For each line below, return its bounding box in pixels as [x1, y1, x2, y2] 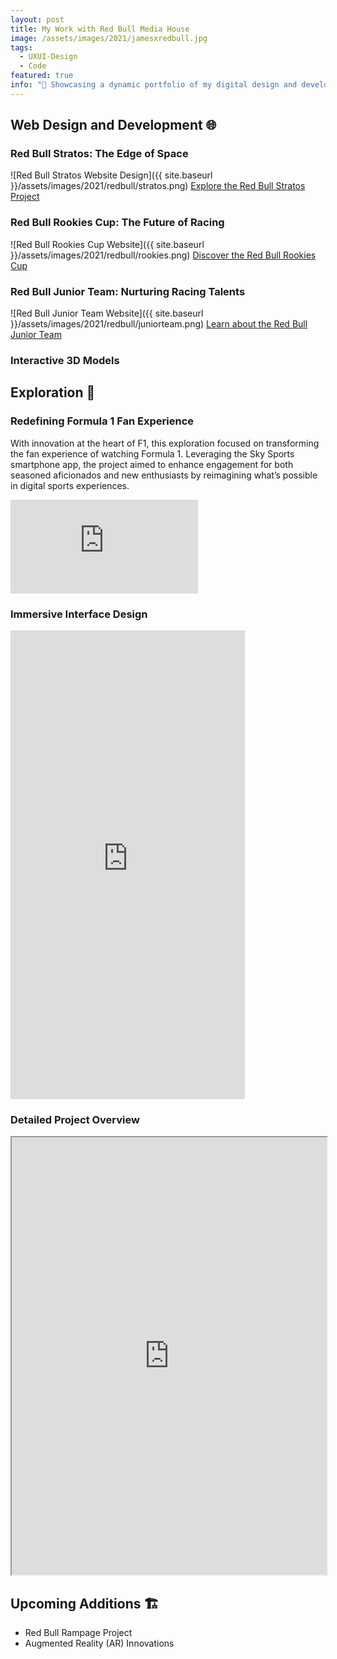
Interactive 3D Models [10, 353, 120, 367]
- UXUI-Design [19, 52, 78, 62]
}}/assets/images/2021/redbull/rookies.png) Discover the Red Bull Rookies [10, 249, 317, 261]
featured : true [10, 71, 74, 81]
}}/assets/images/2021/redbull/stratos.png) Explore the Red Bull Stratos [10, 180, 306, 192]
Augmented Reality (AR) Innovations [24, 1637, 175, 1650]
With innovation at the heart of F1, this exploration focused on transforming [10, 437, 320, 449]
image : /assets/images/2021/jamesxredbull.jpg [10, 33, 208, 43]
